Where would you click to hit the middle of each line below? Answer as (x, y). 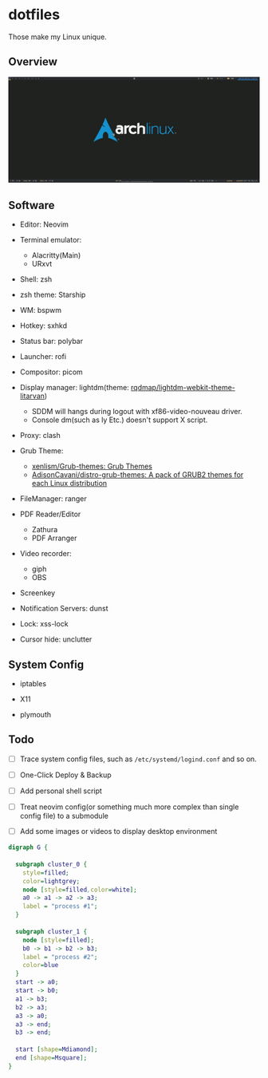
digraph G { (28, 847)
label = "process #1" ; (60, 906)
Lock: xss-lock (44, 624)
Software (32, 205)
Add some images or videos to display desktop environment (118, 831)
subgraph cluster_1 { (51, 931)
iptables (33, 683)
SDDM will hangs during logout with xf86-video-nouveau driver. (137, 412)
